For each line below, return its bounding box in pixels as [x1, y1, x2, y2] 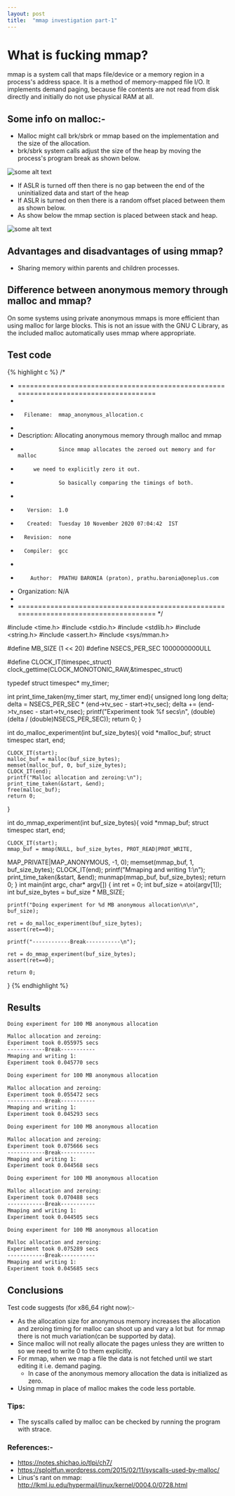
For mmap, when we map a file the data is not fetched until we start [17, 1354, 213, 1362]
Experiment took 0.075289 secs [7, 1245, 99, 1253]
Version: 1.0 [27, 507, 69, 514]
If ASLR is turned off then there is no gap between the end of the [17, 181, 205, 190]
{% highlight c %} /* [7, 368, 65, 376]
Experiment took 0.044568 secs [7, 1162, 99, 1169]
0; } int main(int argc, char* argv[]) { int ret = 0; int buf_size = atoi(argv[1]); [7, 880, 222, 889]
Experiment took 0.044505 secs [7, 1214, 99, 1221]
